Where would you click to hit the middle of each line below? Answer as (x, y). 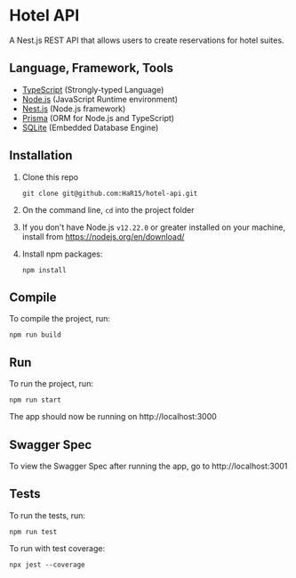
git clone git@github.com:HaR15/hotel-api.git (110, 193)
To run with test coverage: (57, 548)
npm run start (36, 400)
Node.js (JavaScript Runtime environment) (100, 99)
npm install (44, 270)
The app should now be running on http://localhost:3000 (113, 417)
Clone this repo (50, 177)
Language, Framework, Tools (91, 68)
